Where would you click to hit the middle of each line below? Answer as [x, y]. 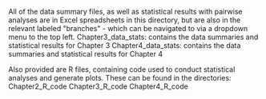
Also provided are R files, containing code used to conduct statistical [122, 69]
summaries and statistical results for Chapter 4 [85, 54]
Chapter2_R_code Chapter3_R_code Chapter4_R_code [98, 86]
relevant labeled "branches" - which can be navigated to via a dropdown [128, 28]
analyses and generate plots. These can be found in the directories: [120, 78]
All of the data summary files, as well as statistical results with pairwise [125, 12]
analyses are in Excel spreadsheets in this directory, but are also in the [125, 20]
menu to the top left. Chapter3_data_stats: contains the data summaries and [133, 37]
